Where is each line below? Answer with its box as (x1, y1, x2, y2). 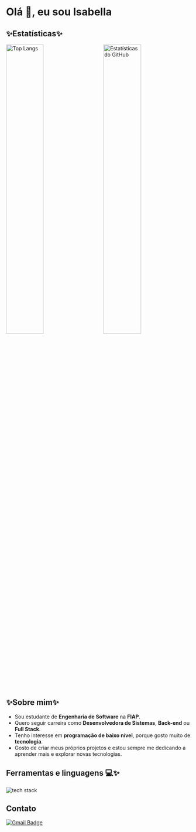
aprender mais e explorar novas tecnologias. (14, 750, 122, 758)
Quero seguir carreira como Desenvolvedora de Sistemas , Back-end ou (14, 719, 190, 726)
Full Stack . (14, 725, 41, 732)
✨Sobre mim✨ (6, 697, 59, 708)
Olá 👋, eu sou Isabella (6, 5, 112, 19)
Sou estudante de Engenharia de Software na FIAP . (14, 713, 140, 720)
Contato (6, 804, 36, 814)
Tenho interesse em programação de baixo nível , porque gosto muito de (14, 732, 191, 739)
